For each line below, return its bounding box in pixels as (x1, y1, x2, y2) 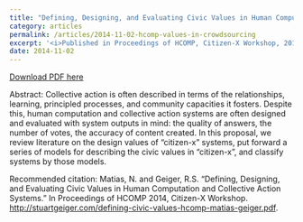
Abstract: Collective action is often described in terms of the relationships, (9, 89, 286, 100)
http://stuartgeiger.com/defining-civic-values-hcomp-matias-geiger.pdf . (9, 202, 279, 213)
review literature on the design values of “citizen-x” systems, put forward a (9, 137, 288, 148)
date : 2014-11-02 (9, 47, 75, 56)
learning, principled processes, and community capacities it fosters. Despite (9, 98, 293, 109)
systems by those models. (9, 156, 106, 167)
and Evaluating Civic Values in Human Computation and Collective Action (9, 183, 281, 194)
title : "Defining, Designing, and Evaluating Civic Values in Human (9, 13, 272, 23)
